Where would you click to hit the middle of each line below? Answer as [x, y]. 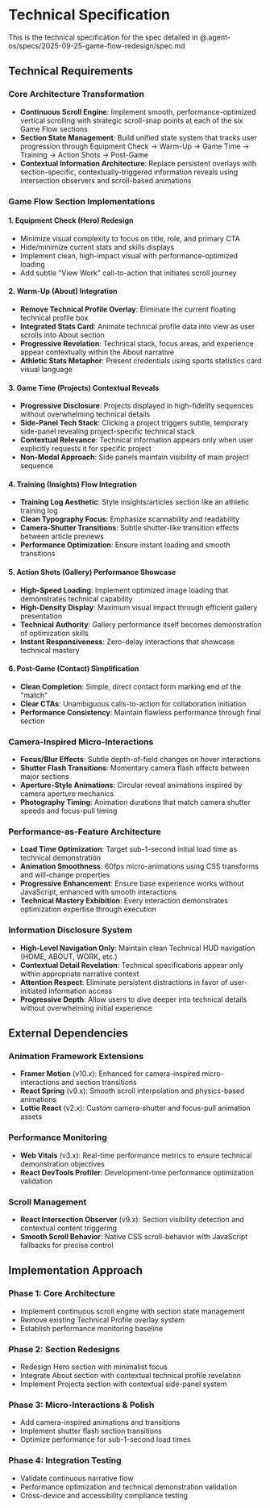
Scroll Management [48, 1202]
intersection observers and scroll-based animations [106, 180]
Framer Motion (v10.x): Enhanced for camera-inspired [110, 1074]
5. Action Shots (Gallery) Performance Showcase [92, 572]
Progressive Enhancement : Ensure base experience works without [132, 884]
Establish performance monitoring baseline [91, 1328]
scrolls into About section [62, 335]
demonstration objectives [62, 1163]
